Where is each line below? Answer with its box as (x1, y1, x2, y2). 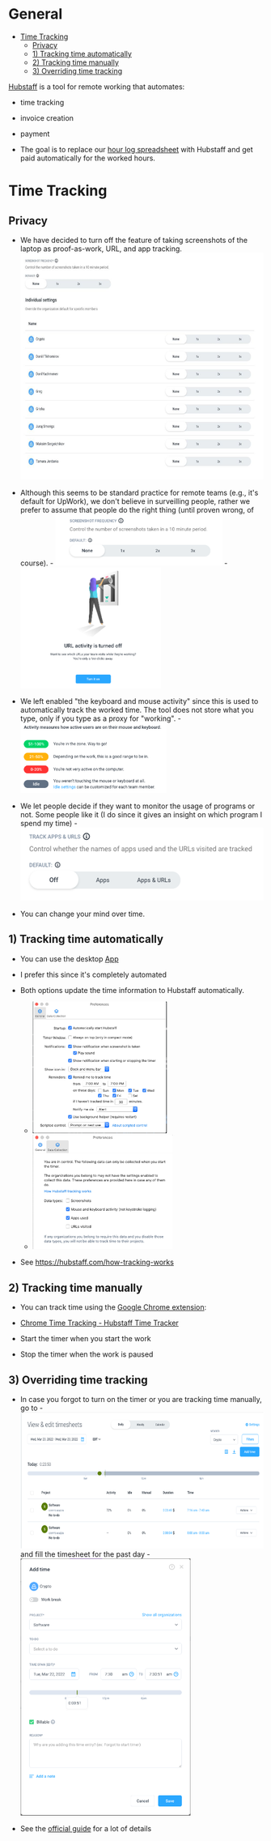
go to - (19, 1403, 43, 1413)
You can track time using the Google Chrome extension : (19, 1302, 207, 1312)
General (8, 5, 63, 23)
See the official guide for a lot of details (19, 1823, 152, 1833)
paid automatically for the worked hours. (19, 153, 156, 163)
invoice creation (19, 113, 74, 122)
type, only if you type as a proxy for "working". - (19, 714, 182, 723)
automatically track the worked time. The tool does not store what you (19, 705, 254, 714)
